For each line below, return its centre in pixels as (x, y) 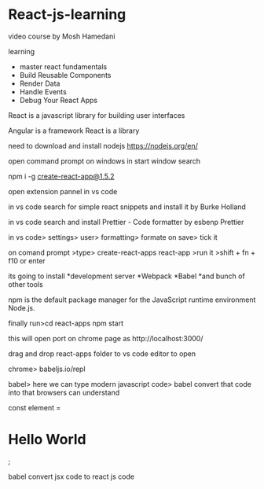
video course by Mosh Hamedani (62, 36)
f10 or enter (27, 260)
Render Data (40, 83)
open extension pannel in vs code (63, 191)
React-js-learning (67, 15)
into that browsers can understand (64, 392)
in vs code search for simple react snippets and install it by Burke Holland (127, 207)
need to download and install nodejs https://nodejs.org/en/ (103, 145)
